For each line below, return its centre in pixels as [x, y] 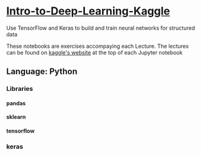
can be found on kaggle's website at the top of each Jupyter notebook [94, 52]
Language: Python [42, 72]
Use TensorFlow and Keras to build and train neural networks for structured [101, 28]
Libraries [20, 89]
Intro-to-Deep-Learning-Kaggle [88, 11]
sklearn [16, 117]
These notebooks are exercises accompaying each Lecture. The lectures [98, 46]
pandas [16, 103]
